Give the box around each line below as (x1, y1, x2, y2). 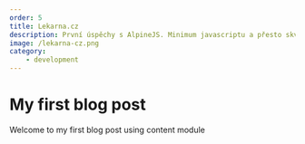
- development (25, 55, 79, 64)
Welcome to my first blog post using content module (9, 124, 206, 135)
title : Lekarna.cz (9, 22, 79, 31)
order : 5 (9, 13, 43, 23)
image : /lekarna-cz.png (9, 38, 100, 48)
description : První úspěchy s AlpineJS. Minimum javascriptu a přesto (9, 30, 282, 39)
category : (9, 47, 47, 56)
